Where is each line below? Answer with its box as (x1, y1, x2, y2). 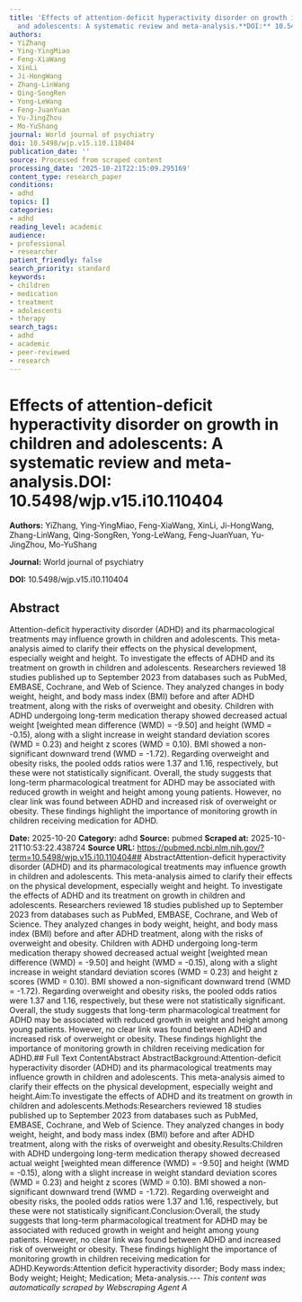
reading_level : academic (9, 222, 102, 231)
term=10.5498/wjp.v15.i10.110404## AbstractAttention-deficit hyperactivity (9, 852, 287, 863)
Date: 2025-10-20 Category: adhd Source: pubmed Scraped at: (9, 833, 249, 844)
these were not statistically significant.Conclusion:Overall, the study (9, 1206, 261, 1217)
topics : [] (9, 197, 50, 207)
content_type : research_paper (9, 172, 123, 181)
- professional (9, 239, 67, 248)
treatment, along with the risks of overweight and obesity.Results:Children (9, 1139, 283, 1150)
